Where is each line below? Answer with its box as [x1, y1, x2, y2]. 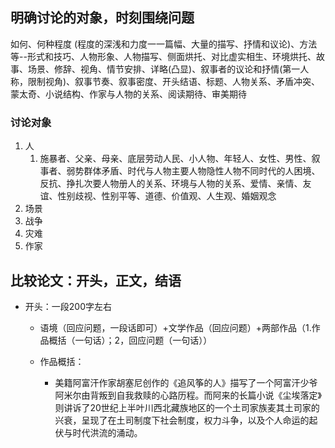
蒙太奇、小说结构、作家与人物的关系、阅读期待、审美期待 [10, 88, 247, 100]
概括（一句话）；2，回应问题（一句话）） [48, 334, 213, 346]
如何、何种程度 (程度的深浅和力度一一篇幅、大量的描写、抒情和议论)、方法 [10, 38, 318, 50]
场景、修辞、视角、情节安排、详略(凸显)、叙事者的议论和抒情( [27, 63, 283, 75]
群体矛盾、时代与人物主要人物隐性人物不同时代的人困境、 [83, 165, 321, 177]
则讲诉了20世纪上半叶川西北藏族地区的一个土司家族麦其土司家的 [54, 401, 320, 413]
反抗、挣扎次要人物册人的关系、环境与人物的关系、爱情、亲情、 [39, 178, 303, 190]
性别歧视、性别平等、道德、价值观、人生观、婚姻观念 [57, 190, 277, 202]
